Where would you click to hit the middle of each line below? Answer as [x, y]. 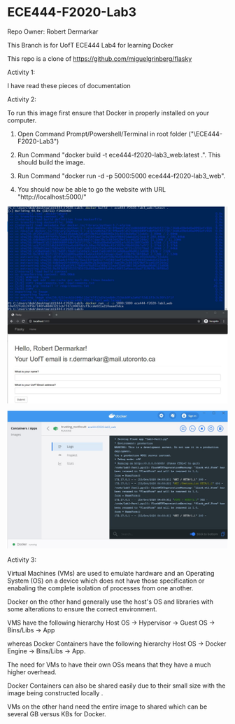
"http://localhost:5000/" [52, 197]
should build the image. [51, 162]
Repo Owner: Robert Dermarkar [53, 31]
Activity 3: [22, 560]
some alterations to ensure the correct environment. [82, 609]
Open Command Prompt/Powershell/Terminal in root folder [102, 134]
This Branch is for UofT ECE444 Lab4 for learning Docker [90, 45]
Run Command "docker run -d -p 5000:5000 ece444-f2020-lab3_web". [121, 176]
